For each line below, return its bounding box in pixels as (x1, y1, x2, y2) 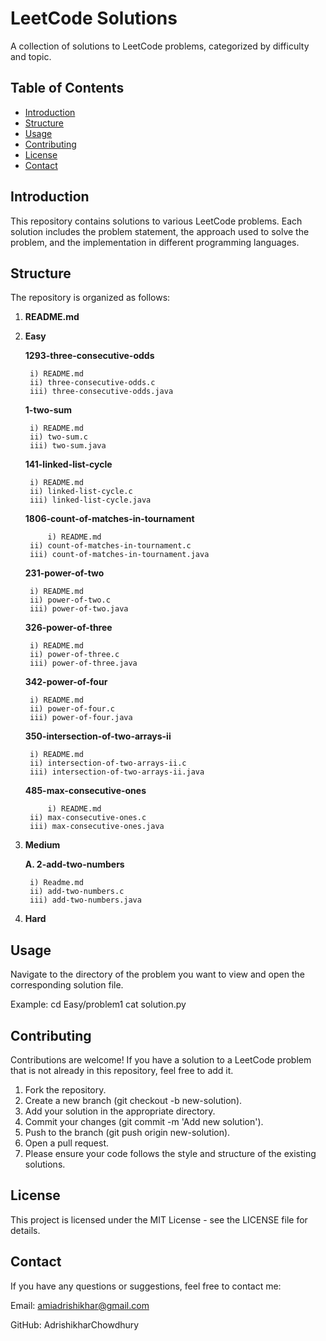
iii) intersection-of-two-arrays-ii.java (29, 767, 205, 777)
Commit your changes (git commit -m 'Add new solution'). (24, 1116, 264, 1127)
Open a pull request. (24, 1137, 110, 1149)
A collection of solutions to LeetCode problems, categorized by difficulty (10, 40, 310, 52)
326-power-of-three (24, 622, 113, 634)
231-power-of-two (24, 567, 105, 579)
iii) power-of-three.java (29, 658, 138, 669)
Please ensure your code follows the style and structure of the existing (24, 1148, 317, 1159)
